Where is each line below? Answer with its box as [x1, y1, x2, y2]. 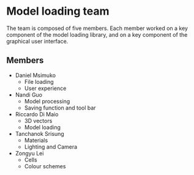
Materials [24, 136, 48, 144]
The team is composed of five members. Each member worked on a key [6, 24, 188, 32]
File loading [24, 78, 54, 85]
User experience [24, 84, 67, 92]
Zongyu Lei [15, 149, 44, 157]
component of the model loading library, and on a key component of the [6, 31, 188, 38]
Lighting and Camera [24, 143, 78, 151]
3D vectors [24, 117, 53, 124]
